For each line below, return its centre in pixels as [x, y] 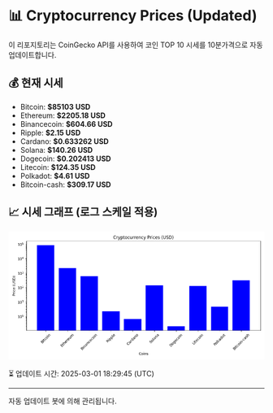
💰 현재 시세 [36, 83]
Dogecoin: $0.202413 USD [65, 159]
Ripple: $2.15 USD [50, 133]
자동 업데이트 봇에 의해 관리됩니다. [63, 401]
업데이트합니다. [32, 54]
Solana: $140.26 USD [56, 150]
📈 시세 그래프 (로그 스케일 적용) [83, 212]
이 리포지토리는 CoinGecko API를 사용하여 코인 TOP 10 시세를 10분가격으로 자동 [136, 45]
